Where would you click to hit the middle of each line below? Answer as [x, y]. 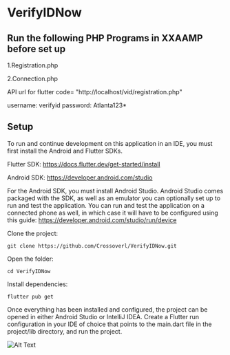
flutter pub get [30, 297]
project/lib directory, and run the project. [65, 331]
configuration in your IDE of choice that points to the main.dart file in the [109, 324]
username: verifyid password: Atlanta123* [67, 105]
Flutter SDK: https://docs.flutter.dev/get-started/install [84, 164]
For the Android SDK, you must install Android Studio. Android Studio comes [115, 191]
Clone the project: [33, 233]
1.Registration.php [33, 65]
